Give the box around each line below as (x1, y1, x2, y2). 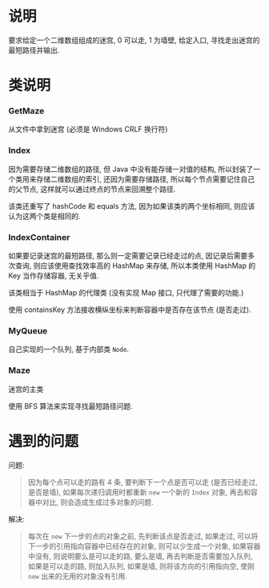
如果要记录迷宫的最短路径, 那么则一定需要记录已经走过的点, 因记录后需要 (8, 251, 248, 261)
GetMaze (8, 106, 45, 117)
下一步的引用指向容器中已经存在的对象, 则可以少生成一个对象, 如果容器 (27, 541, 261, 550)
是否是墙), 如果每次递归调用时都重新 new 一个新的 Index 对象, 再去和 (27, 487, 251, 497)
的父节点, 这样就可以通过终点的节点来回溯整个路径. (8, 184, 176, 194)
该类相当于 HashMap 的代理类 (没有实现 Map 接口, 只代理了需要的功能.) (8, 288, 244, 298)
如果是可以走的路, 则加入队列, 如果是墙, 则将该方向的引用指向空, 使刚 (27, 561, 255, 570)
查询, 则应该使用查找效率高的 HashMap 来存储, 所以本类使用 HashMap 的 (14, 261, 256, 270)
